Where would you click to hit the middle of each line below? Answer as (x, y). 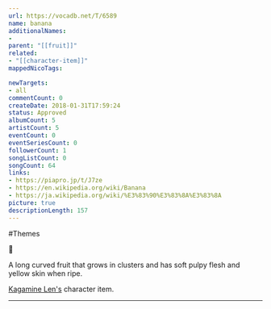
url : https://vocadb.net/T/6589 (63, 16)
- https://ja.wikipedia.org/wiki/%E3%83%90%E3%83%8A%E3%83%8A (115, 195)
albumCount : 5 (32, 121)
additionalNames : (38, 31)
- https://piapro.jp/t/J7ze (56, 181)
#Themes (24, 233)
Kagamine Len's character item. (61, 289)
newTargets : (28, 83)
